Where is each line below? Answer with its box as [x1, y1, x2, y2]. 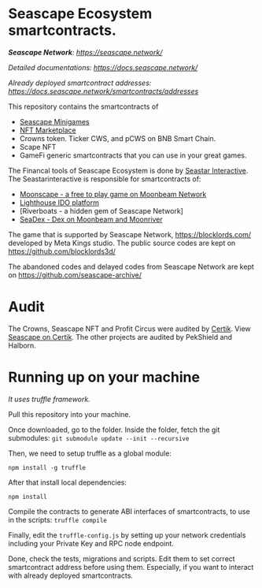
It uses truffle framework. [8, 394, 90, 404]
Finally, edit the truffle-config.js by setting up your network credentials [8, 530, 246, 540]
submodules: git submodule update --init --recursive [8, 433, 190, 442]
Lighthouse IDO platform [19, 198, 100, 207]
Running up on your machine [8, 368, 201, 386]
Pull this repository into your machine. [8, 409, 131, 419]
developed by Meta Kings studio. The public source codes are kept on [8, 238, 236, 247]
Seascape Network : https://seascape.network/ [8, 47, 163, 57]
